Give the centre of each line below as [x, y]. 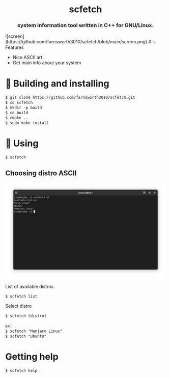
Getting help [32, 356]
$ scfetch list [21, 296]
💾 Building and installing [57, 83]
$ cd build [17, 113]
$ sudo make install [27, 123]
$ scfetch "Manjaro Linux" [34, 331]
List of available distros [30, 287]
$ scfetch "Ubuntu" [26, 336]
